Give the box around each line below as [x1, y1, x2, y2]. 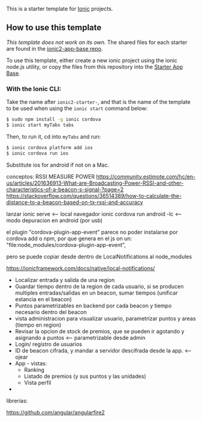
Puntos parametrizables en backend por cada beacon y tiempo [14, 302, 172, 309]
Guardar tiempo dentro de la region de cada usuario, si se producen [14, 283, 184, 290]
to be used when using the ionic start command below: [6, 105, 148, 112]
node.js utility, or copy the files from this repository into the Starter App [6, 63, 183, 70]
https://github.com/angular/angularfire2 [6, 409, 106, 416]
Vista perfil [24, 379, 51, 386]
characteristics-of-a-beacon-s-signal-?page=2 [6, 185, 124, 193]
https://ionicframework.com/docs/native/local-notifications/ [6, 264, 156, 272]
